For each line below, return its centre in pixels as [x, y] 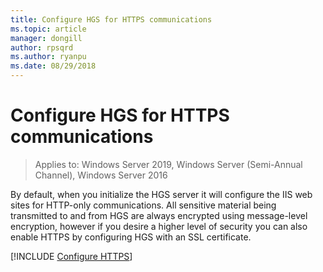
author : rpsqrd [42, 47]
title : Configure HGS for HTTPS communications [111, 19]
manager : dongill [46, 38]
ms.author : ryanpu [48, 57]
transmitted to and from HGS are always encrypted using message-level [159, 215]
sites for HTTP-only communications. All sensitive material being [143, 205]
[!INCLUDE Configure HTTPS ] [71, 256]
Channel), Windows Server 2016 [101, 175]
